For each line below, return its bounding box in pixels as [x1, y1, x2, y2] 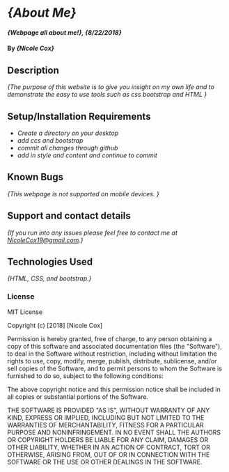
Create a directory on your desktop [17, 129, 119, 137]
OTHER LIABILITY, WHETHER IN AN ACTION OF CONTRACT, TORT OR [7, 443, 210, 451]
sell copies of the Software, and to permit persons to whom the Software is [7, 364, 223, 372]
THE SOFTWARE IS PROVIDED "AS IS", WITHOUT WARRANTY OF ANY [7, 406, 210, 414]
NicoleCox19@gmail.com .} [7, 235, 84, 244]
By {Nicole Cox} [7, 44, 54, 53]
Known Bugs [7, 171, 64, 183]
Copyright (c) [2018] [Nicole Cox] [7, 321, 103, 329]
